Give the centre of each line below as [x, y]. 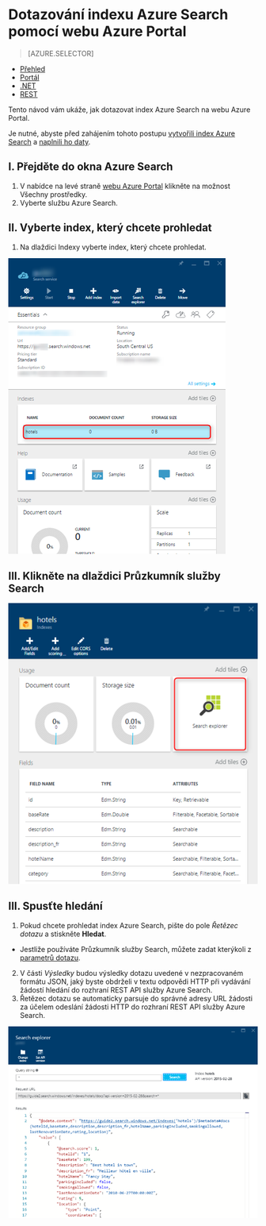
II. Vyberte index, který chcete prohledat [110, 228]
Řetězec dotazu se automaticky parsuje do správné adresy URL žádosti [136, 998]
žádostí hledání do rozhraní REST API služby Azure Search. [116, 989]
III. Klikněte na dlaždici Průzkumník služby [114, 576]
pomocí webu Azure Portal [97, 31]
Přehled [32, 68]
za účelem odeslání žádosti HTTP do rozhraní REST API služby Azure [132, 1007]
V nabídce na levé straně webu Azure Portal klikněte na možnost [125, 186]
